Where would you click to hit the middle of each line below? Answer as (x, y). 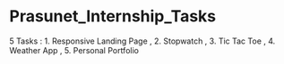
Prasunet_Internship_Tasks (113, 16)
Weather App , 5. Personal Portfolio (74, 50)
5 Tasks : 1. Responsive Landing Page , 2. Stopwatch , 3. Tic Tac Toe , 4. (142, 41)
